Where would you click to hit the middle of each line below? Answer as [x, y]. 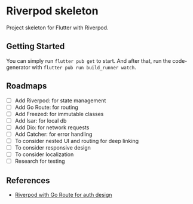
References [28, 180]
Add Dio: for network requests [52, 127]
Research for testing [40, 161]
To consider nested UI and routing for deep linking [77, 141]
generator [19, 67]
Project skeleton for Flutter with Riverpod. [57, 28]
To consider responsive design [53, 147]
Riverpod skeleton [52, 11]
